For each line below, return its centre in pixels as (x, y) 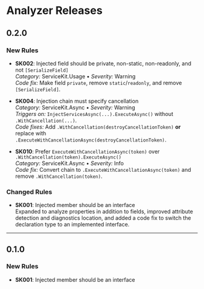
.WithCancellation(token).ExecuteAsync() (68, 157)
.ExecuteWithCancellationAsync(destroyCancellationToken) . (91, 140)
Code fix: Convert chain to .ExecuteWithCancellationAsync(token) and (103, 169)
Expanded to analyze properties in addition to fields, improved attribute (104, 212)
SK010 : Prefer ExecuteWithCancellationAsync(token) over (87, 151)
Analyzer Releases (55, 11)
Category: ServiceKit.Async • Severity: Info (70, 163)
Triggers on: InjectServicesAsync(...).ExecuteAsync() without (94, 114)
